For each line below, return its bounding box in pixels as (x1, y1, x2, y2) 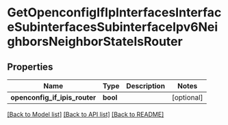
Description (126, 81, 166, 90)
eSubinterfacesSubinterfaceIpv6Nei (7, 19, 218, 35)
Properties (7, 61, 53, 72)
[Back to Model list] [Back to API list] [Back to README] (7, 111, 164, 118)
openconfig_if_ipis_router (10, 93, 97, 102)
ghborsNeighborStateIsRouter (7, 34, 183, 49)
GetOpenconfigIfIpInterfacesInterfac (7, 5, 222, 20)
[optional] (171, 93, 203, 102)
